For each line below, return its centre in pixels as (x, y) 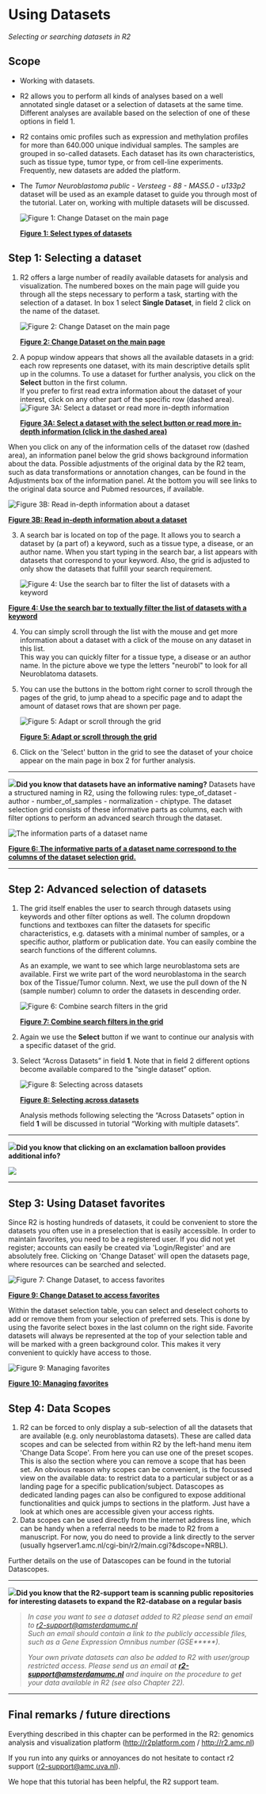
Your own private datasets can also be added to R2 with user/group (139, 1657)
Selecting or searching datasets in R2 (70, 36)
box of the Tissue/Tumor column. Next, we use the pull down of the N (133, 983)
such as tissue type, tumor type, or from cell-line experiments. (122, 162)
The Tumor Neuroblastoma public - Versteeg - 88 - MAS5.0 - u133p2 (133, 186)
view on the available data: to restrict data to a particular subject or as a (137, 1478)
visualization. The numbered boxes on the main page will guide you (129, 285)
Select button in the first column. (74, 382)
